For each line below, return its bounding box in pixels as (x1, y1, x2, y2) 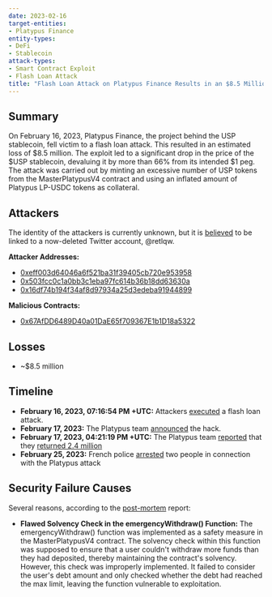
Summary (8, 109, 59, 123)
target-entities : (8, 19, 67, 28)
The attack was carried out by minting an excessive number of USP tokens (8, 165, 257, 175)
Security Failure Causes (8, 481, 132, 495)
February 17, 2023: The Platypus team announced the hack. (19, 423, 221, 433)
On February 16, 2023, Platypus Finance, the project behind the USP (8, 131, 236, 141)
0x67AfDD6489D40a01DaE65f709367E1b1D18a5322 (19, 317, 196, 326)
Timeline (8, 385, 54, 399)
